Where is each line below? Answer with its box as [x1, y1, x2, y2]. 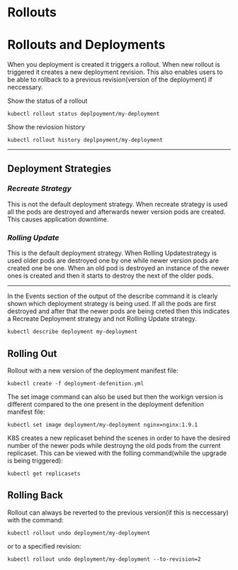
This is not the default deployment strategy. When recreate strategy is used [7, 199, 228, 208]
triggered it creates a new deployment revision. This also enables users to [7, 68, 223, 77]
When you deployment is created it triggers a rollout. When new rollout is [7, 60, 221, 69]
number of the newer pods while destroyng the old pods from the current [7, 441, 221, 449]
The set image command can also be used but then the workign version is [7, 392, 224, 401]
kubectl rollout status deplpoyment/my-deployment [7, 111, 160, 118]
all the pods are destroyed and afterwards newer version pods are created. [7, 207, 226, 216]
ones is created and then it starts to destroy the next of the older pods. [7, 271, 214, 280]
